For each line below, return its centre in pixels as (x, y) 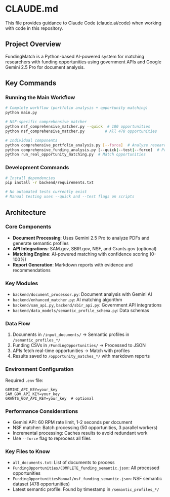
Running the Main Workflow (40, 98)
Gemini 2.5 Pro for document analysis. (45, 67)
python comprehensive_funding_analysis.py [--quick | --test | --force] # (82, 150)
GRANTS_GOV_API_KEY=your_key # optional (50, 398)
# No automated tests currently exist (46, 192)
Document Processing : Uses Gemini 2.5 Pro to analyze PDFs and (81, 238)
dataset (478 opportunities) (41, 484)
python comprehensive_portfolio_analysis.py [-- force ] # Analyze (77, 145)
